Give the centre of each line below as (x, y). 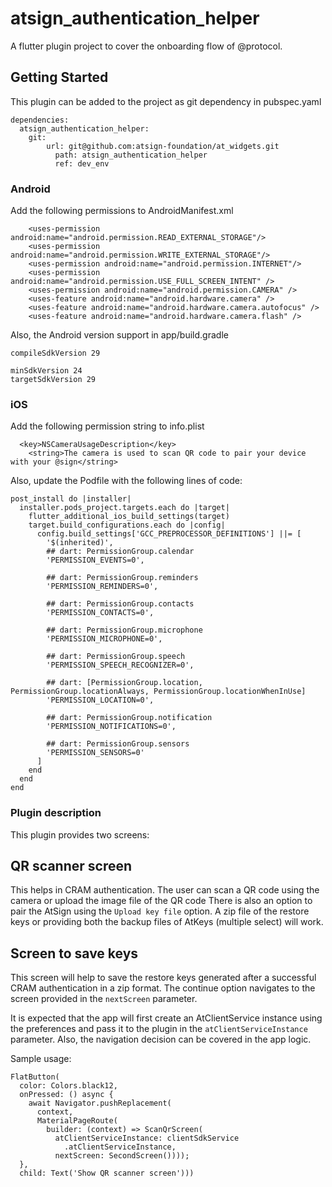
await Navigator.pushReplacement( (100, 1103)
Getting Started (59, 77)
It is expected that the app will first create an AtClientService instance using (166, 1018)
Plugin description (56, 813)
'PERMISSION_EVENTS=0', (95, 560)
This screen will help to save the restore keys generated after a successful (163, 978)
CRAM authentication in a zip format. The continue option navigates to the (163, 988)
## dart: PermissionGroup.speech (116, 657)
